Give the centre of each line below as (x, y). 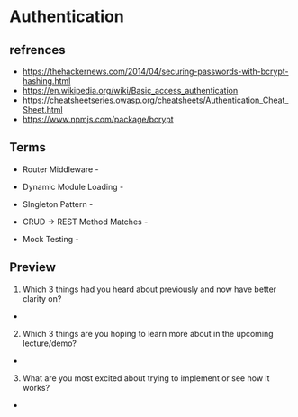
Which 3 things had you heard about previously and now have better (149, 289)
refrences (37, 50)
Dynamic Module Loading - (73, 186)
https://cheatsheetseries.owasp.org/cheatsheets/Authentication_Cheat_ (155, 100)
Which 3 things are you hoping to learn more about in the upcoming (148, 333)
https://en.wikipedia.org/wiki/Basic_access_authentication (130, 91)
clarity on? (42, 298)
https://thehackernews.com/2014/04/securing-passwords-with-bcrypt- (156, 71)
